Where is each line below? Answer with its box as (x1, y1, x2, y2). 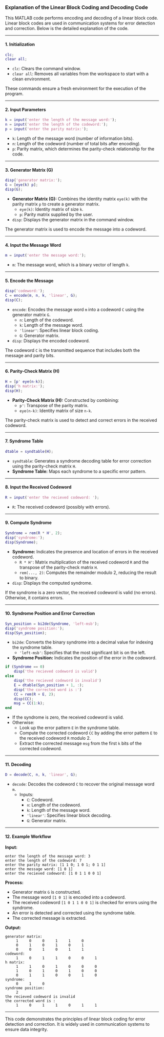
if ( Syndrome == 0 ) (5, 664, 45, 670)
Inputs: (19, 792, 34, 798)
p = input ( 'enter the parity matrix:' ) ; (5, 127, 89, 131)
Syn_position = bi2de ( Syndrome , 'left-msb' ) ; (5, 621, 99, 626)
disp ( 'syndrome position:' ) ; (5, 626, 64, 631)
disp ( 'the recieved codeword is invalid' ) (14, 678, 102, 683)
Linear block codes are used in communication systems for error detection (5, 20, 155, 26)
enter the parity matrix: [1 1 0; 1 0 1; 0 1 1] (5, 862, 106, 867)
